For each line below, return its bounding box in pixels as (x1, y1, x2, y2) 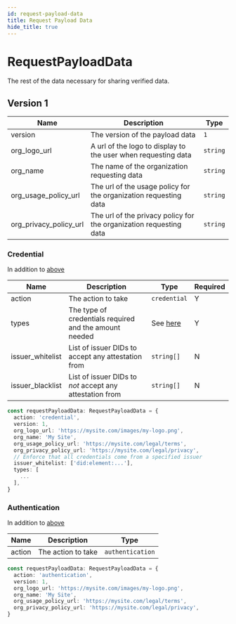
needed (68, 332, 94, 342)
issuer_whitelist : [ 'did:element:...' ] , (13, 460, 133, 467)
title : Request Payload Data (7, 17, 93, 24)
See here (151, 318, 181, 328)
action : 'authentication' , (13, 571, 93, 578)
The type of (68, 305, 107, 315)
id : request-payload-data (7, 10, 83, 18)
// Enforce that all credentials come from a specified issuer (13, 453, 202, 460)
